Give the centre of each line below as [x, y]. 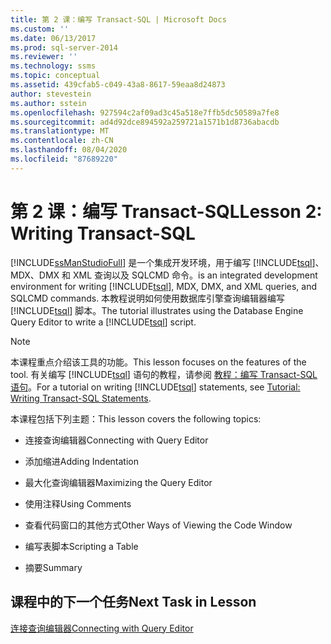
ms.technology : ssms [53, 66]
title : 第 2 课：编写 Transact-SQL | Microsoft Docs [118, 19]
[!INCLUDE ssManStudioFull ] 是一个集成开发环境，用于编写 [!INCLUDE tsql [161, 262]
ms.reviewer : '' [44, 57]
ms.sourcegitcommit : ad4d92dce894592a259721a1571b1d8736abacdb [145, 122]
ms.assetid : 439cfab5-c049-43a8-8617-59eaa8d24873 [118, 85]
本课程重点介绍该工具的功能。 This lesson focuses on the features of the [158, 362]
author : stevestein [51, 94]
